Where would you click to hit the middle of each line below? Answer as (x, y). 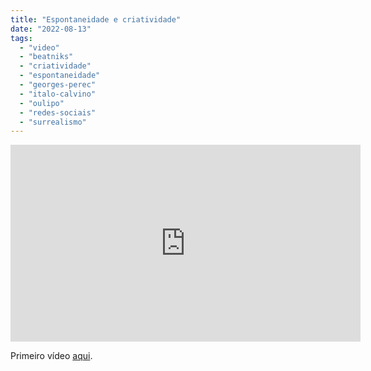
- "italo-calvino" (58, 94)
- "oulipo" (42, 103)
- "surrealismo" (53, 122)
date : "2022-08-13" (51, 29)
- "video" (39, 47)
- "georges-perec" (58, 85)
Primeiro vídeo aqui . (51, 356)
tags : (21, 38)
